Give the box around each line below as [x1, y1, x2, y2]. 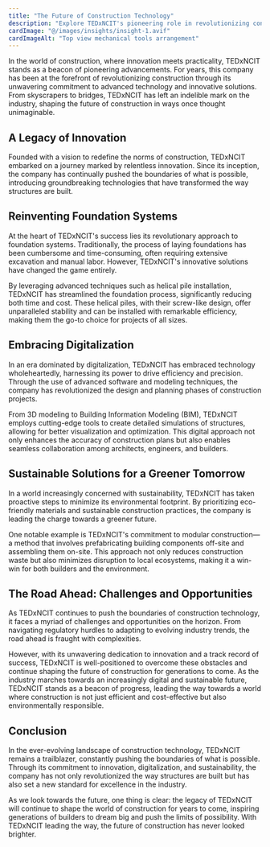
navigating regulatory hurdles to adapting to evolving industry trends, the [8, 625, 251, 635]
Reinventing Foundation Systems [8, 210, 178, 224]
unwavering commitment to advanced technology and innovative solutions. [8, 82, 257, 92]
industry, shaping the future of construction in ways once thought [8, 99, 226, 109]
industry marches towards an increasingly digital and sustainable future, [8, 675, 247, 685]
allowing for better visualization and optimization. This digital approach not [8, 426, 256, 436]
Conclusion [8, 724, 67, 738]
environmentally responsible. [8, 701, 104, 710]
